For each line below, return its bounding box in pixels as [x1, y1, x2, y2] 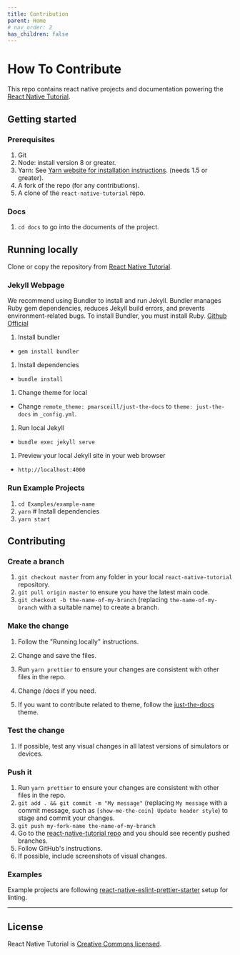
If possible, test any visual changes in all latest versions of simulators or [17, 741, 229, 750]
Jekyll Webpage [7, 280, 65, 290]
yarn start [17, 516, 51, 523]
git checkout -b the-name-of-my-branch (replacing [17, 596, 168, 604]
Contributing [7, 535, 66, 547]
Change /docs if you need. [17, 686, 96, 695]
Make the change [7, 621, 69, 631]
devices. [17, 749, 44, 758]
